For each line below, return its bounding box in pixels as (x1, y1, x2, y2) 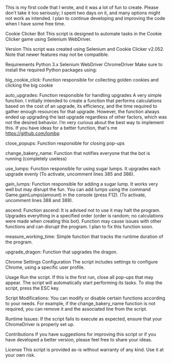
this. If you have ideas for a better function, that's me (5, 125, 118, 131)
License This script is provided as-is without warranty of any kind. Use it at (5, 347, 164, 353)
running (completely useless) (5, 156, 67, 162)
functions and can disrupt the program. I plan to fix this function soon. (5, 224, 154, 230)
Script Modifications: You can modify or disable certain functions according (5, 295, 165, 301)
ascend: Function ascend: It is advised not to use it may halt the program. (5, 207, 161, 213)
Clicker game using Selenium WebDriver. (5, 36, 92, 42)
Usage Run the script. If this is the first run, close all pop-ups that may (5, 274, 154, 280)
